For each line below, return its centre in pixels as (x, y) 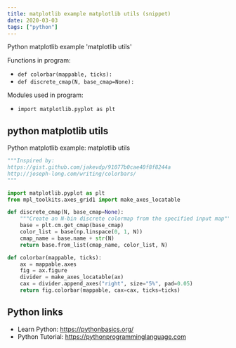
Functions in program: (39, 60)
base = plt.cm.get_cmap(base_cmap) (72, 226)
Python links (35, 312)
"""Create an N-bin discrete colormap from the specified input (116, 219)
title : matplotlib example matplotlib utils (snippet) (89, 14)
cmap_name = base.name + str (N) (67, 238)
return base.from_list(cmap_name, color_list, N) (94, 245)
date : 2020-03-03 (33, 20)
